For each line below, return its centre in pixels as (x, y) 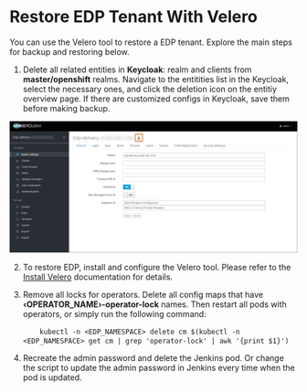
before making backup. (66, 108)
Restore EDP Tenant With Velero (133, 17)
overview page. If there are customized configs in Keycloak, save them (156, 99)
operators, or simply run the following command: (115, 314)
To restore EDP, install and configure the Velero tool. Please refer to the (157, 268)
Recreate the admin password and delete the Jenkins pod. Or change (153, 358)
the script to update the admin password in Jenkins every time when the (159, 368)
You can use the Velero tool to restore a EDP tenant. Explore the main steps (151, 42)
